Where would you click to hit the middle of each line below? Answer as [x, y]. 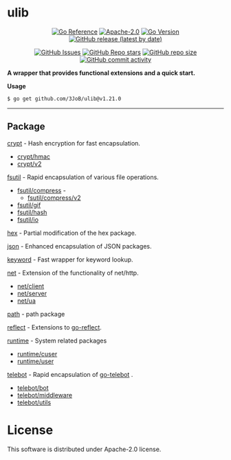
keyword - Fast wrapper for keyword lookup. [70, 260]
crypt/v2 [29, 163]
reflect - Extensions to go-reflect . [54, 327]
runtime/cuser [37, 354]
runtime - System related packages [57, 341]
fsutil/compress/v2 [54, 198]
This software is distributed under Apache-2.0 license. [84, 449]
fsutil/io [28, 219]
